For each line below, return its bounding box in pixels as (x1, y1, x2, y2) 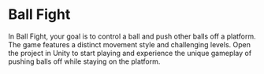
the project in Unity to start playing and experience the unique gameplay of (8, 48, 252, 57)
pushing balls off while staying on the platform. (8, 57, 161, 66)
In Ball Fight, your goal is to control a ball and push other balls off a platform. (8, 31, 256, 41)
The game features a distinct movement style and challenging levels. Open (8, 39, 251, 49)
